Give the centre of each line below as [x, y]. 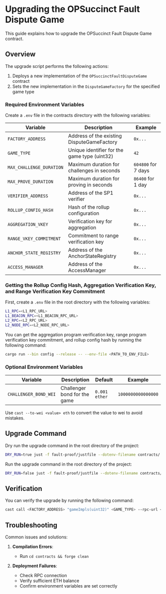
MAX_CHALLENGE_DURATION [36, 168]
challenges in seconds [94, 171]
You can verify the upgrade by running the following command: [69, 501]
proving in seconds [90, 185]
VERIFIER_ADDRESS [28, 196]
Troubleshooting [31, 525]
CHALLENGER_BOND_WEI [32, 394]
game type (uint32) [91, 156]
